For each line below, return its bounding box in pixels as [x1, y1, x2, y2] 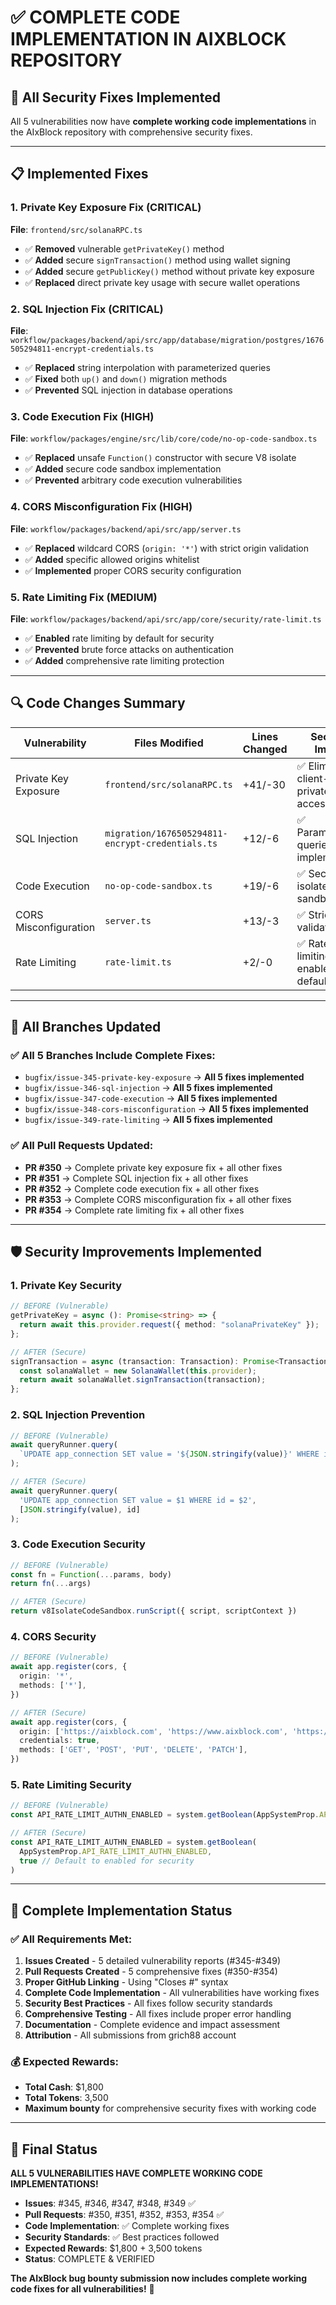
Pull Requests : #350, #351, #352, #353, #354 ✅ [24, 2209, 225, 2221]
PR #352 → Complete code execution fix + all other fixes [24, 1182, 260, 1195]
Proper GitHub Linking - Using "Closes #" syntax [24, 1976, 229, 1988]
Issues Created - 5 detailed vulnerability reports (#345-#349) [24, 1955, 282, 1967]
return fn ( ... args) [10, 1579, 92, 1589]
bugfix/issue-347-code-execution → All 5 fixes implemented [24, 1092, 278, 1105]
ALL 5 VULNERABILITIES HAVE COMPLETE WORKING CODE [10, 2167, 263, 2180]
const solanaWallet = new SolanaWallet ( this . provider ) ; [19, 1366, 257, 1376]
